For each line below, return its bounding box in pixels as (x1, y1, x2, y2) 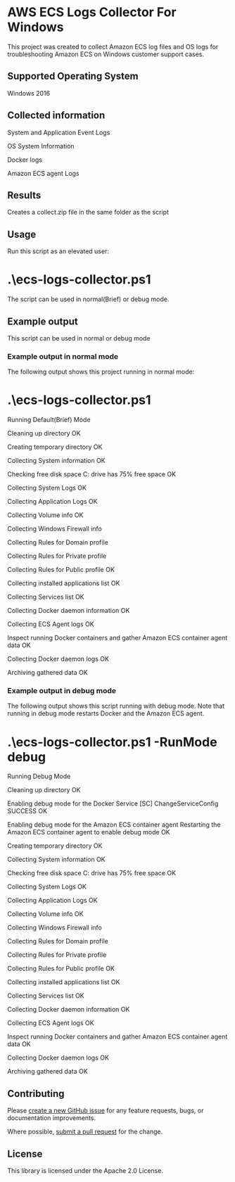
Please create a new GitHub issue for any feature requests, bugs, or (7, 1106, 204, 1115)
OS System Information (7, 141, 75, 150)
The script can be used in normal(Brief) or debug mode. (7, 295, 170, 303)
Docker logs (7, 155, 42, 164)
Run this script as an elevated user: (7, 247, 109, 255)
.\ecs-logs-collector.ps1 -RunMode (7, 734, 217, 750)
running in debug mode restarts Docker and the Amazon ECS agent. (7, 709, 205, 718)
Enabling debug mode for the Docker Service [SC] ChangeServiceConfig (7, 799, 219, 808)
